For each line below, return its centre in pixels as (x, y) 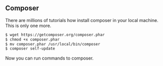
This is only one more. (28, 25)
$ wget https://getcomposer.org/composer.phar (55, 34)
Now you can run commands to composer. (49, 58)
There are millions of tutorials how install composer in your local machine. (82, 20)
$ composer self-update (30, 49)
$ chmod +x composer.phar (32, 39)
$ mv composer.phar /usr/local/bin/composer (53, 44)
